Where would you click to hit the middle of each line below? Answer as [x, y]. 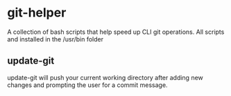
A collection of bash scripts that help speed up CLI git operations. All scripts [116, 32]
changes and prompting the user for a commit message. [87, 85]
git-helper [37, 13]
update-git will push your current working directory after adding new [105, 77]
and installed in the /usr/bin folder [55, 39]
